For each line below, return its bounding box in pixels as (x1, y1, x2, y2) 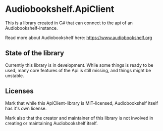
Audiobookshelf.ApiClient (5, 3, 114, 15)
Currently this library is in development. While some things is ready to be (5, 62, 154, 68)
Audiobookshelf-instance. (5, 25, 58, 31)
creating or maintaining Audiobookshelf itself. (5, 120, 98, 126)
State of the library (5, 49, 64, 57)
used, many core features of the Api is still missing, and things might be (5, 67, 151, 73)
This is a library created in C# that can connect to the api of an (5, 20, 133, 26)
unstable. (5, 73, 24, 79)
